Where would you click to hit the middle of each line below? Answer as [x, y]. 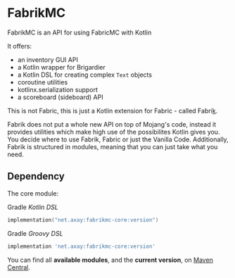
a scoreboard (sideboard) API [60, 97]
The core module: [33, 193]
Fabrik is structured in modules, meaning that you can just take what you [113, 146]
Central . [19, 267]
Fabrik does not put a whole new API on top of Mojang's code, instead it [112, 124]
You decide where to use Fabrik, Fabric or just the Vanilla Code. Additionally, [118, 139]
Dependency [36, 176]
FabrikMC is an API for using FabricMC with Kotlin [80, 32]
